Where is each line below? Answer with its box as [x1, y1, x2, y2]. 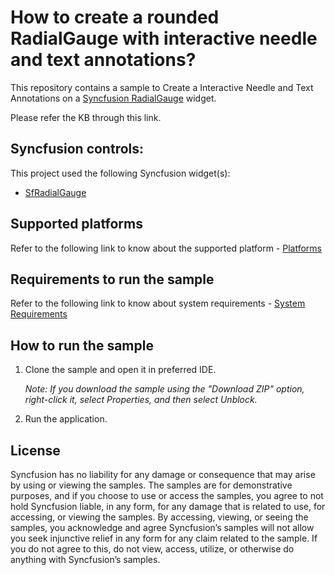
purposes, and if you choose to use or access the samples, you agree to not [10, 490, 324, 501]
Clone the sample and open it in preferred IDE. [24, 364, 217, 376]
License [10, 442, 61, 459]
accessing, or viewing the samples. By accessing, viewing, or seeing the [10, 511, 309, 523]
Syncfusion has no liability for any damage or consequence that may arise [10, 469, 316, 480]
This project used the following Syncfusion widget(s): [10, 167, 231, 179]
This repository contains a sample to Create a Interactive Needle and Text [10, 81, 314, 93]
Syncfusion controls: [10, 141, 145, 158]
